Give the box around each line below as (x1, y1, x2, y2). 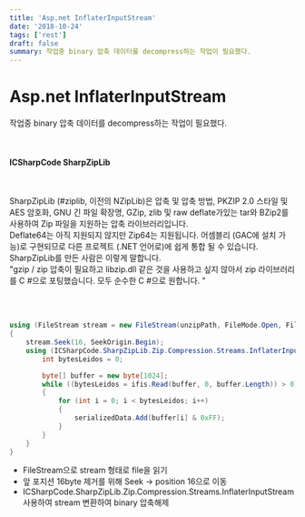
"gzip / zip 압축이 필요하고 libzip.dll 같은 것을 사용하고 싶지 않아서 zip (9, 264, 257, 275)
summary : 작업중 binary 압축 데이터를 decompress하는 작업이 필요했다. (9, 47, 252, 56)
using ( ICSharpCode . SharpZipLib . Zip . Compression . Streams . (25, 346, 250, 355)
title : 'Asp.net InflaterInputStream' (9, 13, 156, 23)
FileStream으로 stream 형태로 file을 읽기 (22, 465, 168, 476)
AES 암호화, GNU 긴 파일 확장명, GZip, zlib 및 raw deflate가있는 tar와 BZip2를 (9, 207, 289, 218)
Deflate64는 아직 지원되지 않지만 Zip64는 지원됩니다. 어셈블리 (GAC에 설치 (9, 229, 277, 241)
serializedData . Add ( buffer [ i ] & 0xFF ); (74, 413, 225, 423)
